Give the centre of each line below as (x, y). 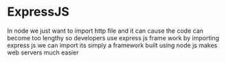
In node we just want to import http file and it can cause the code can (105, 31)
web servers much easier (43, 52)
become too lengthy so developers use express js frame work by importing (113, 37)
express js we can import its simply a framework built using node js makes (112, 45)
